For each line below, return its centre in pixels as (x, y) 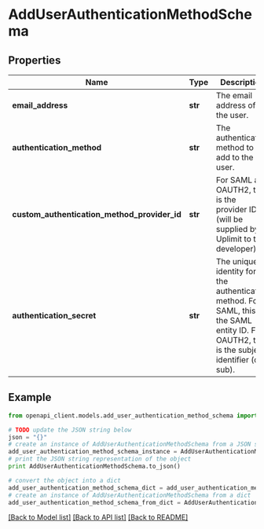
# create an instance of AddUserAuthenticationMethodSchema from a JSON (130, 445)
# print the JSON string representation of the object (100, 459)
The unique (237, 261)
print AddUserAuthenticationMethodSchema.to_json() (94, 467)
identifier (232, 360)
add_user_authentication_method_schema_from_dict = (94, 502)
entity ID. (233, 330)
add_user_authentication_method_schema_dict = (86, 488)
